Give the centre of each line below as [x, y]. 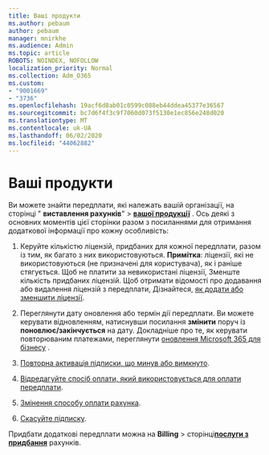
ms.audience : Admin [41, 46]
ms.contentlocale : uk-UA [50, 128]
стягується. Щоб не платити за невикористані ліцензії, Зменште [130, 272]
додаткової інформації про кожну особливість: [89, 231]
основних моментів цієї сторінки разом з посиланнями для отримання [130, 222]
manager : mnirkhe [37, 38]
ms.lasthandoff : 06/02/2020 [55, 135]
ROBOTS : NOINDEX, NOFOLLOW [53, 61]
